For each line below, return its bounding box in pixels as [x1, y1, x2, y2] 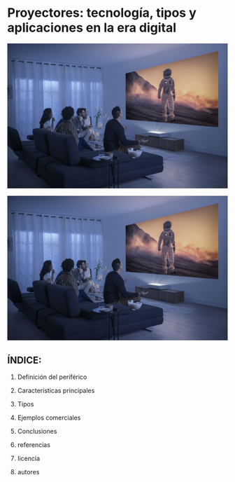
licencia [17, 454, 41, 462]
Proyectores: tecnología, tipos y [7, 5, 197, 21]
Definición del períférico [17, 373, 87, 381]
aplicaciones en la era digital [7, 20, 177, 36]
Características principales [17, 386, 95, 394]
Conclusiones [17, 427, 57, 435]
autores [17, 467, 40, 476]
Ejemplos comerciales [17, 413, 81, 422]
